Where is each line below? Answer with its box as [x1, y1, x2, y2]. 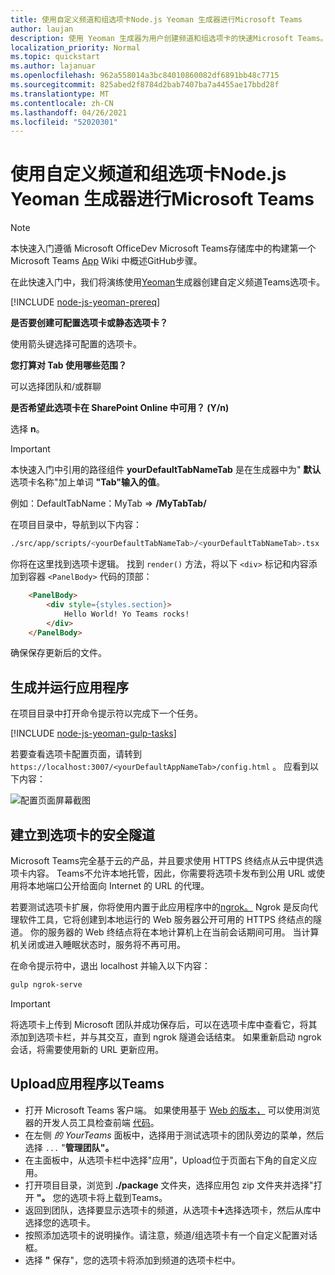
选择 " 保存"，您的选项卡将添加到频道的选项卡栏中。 [24, 1254, 241, 1266]
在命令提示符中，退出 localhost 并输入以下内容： [10, 960, 211, 972]
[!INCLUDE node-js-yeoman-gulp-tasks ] [10, 727, 177, 740]
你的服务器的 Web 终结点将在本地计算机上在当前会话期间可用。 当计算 [29, 926, 320, 938]
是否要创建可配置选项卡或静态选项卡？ [10, 317, 168, 329]
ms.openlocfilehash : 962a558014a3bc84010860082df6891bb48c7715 [10, 71, 280, 81]
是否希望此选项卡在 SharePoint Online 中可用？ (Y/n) [10, 402, 230, 414]
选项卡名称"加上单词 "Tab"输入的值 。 [10, 476, 165, 488]
